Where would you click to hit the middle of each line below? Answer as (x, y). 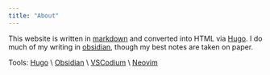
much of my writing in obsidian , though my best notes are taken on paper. (131, 47)
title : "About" (34, 16)
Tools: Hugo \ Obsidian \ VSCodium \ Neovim (83, 62)
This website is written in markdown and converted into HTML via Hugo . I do (135, 38)
